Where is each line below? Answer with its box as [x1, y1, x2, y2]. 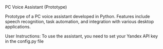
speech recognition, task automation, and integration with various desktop [5, 19, 154, 24]
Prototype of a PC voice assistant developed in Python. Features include [5, 14, 150, 19]
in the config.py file [5, 38, 44, 44]
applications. [5, 24, 31, 30]
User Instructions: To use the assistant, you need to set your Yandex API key [5, 33, 158, 39]
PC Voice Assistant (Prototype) [5, 4, 67, 10]
